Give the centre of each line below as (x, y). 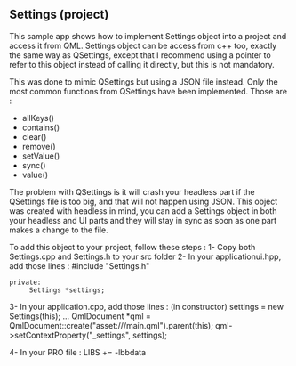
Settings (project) (59, 15)
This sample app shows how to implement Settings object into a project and (148, 36)
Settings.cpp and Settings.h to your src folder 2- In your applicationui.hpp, (145, 256)
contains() (41, 127)
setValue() (41, 156)
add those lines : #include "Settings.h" (80, 265)
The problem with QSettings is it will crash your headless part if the (132, 191)
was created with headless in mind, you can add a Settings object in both (143, 211)
